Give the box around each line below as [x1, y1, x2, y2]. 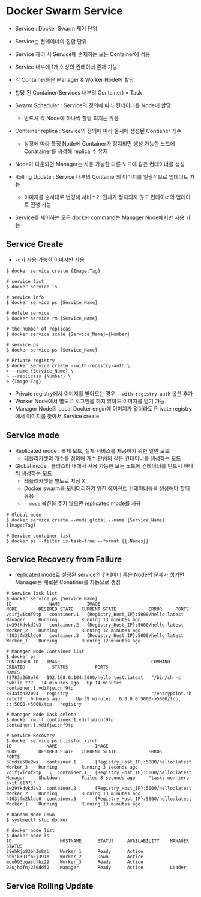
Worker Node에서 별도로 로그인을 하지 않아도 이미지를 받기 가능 [14, 397, 165, 405]
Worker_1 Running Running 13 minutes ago [6, 801, 141, 807]
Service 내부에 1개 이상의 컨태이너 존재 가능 [14, 63, 118, 70]
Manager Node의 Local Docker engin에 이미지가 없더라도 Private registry [14, 405, 192, 412]
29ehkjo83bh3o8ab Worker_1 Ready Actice [6, 849, 144, 855]
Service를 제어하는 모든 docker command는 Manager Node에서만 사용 [14, 214, 185, 221]
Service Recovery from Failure [6, 554, 122, 564]
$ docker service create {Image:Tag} [6, 268, 101, 274]
